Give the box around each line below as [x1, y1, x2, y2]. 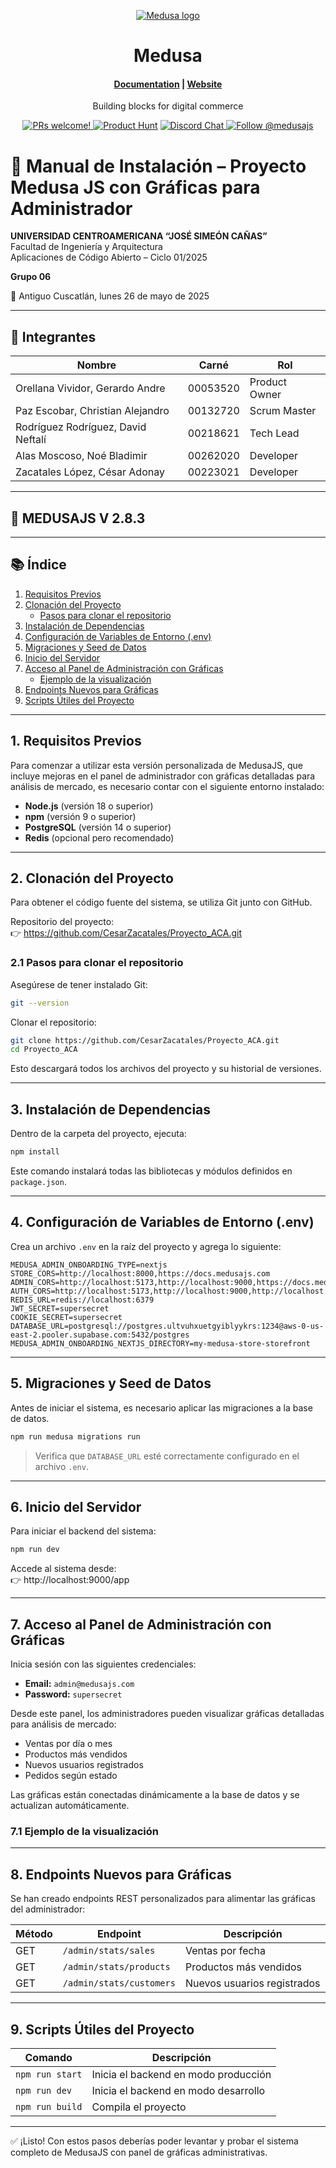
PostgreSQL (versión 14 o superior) [24, 821, 172, 833]
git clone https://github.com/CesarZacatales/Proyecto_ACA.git [10, 1035, 280, 1045]
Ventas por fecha [184, 1944, 267, 1958]
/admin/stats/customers [62, 1978, 176, 1989]
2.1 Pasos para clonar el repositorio [10, 956, 184, 970]
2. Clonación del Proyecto [10, 870, 174, 887]
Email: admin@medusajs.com [24, 1678, 135, 1689]
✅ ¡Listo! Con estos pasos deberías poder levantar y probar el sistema [10, 2135, 299, 2147]
